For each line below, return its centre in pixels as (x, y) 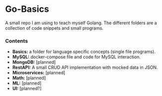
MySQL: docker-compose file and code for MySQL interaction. (77, 57)
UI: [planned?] (27, 89)
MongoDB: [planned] (34, 62)
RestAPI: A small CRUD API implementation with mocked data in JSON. (85, 67)
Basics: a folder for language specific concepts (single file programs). (84, 52)
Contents (17, 41)
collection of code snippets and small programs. (54, 28)
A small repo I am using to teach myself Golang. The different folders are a (81, 23)
